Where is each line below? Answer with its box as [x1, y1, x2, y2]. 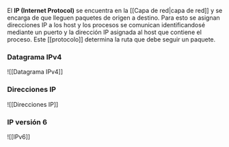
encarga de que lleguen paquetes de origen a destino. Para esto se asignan [7, 14, 220, 22]
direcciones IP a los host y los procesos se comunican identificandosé [7, 21, 206, 29]
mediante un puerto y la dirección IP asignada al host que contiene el [7, 28, 202, 36]
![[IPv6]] [7, 133, 31, 141]
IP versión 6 [7, 117, 48, 127]
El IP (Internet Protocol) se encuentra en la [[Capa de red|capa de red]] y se [7, 7, 223, 14]
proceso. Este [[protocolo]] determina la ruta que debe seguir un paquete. [7, 35, 216, 44]
